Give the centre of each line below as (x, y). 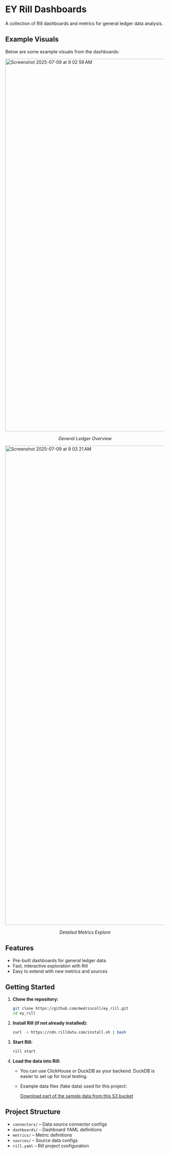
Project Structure (33, 1112)
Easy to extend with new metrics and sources (60, 971)
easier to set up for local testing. (54, 1076)
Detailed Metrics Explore (85, 932)
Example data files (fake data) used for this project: (74, 1086)
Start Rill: (23, 1042)
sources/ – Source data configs (45, 1140)
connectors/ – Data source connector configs (60, 1124)
